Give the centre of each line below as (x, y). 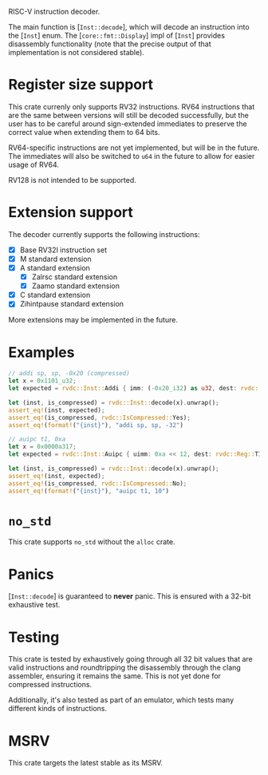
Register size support (81, 85)
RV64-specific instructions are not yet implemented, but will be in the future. (134, 148)
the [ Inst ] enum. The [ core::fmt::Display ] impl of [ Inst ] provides (117, 36)
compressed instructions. (50, 685)
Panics (31, 574)
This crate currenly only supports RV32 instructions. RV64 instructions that (132, 106)
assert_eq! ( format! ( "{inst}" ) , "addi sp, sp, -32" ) (96, 425)
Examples (41, 352)
